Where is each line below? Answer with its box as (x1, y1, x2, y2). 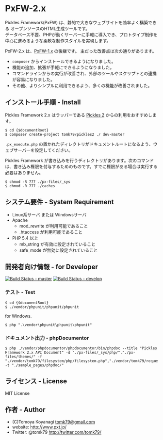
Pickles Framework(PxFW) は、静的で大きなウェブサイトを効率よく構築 (5, 19, 148, 25)
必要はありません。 (5, 169, 44, 175)
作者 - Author (5, 406, 46, 414)
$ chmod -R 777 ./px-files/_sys (5, 179, 70, 184)
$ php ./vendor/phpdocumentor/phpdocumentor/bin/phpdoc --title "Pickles (5, 345, 158, 351)
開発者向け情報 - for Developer (5, 262, 98, 271)
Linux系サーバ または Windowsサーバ (12, 212, 86, 217)
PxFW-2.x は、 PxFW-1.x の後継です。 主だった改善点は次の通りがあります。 (5, 48, 157, 54)
